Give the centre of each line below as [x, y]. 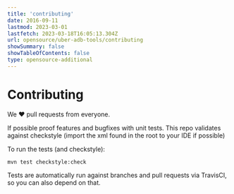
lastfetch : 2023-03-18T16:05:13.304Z [63, 34]
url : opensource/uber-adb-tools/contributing [75, 40]
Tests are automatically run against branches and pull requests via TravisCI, [117, 175]
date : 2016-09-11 [33, 20]
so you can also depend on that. [54, 182]
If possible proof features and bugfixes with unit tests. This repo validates [114, 128]
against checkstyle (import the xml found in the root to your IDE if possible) [116, 135]
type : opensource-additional [50, 60]
